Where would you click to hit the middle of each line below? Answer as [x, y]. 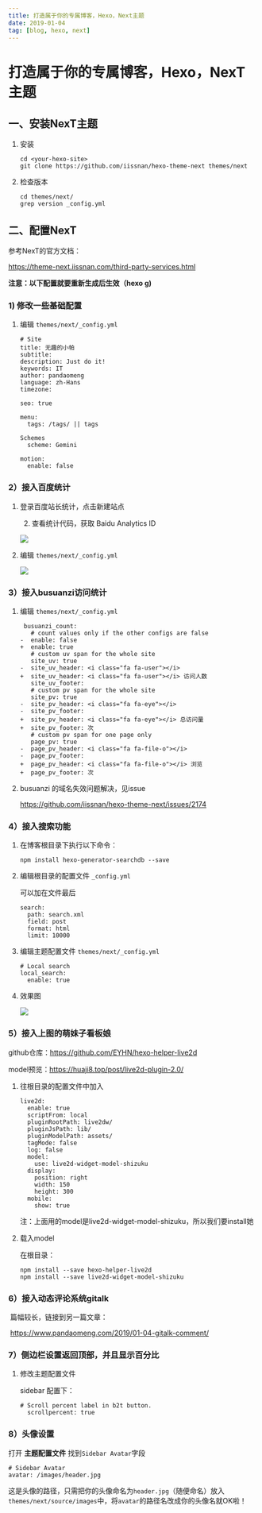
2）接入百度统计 [39, 488]
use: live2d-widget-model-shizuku [91, 1164]
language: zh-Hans [50, 383]
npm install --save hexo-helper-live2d [86, 1270]
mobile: [40, 1198]
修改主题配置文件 [48, 1374]
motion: [32, 459]
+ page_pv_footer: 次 [56, 773]
